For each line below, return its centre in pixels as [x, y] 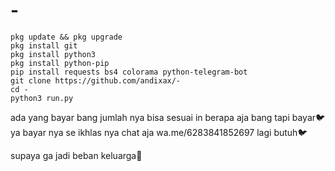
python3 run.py [42, 98]
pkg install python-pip [60, 63]
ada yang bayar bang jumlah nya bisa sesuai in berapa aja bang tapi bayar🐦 [168, 117]
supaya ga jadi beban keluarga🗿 [76, 155]
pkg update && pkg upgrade [66, 37]
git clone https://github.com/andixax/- [96, 80]
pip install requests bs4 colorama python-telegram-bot [129, 72]
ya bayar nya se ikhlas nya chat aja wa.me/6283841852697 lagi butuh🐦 [159, 132]
